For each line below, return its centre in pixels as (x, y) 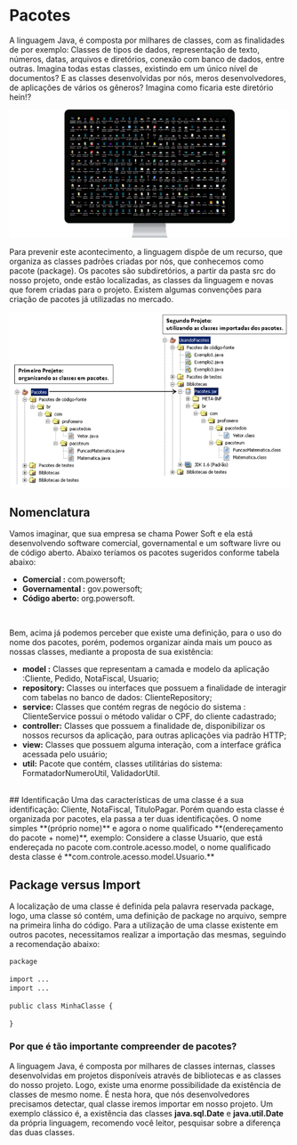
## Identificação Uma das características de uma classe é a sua (127, 800)
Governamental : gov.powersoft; (82, 589)
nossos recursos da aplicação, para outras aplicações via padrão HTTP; (154, 735)
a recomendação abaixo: (55, 945)
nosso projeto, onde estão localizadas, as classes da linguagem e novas (141, 280)
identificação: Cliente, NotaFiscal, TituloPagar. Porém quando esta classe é (147, 810)
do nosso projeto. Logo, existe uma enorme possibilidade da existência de (145, 1084)
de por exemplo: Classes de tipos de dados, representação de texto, (135, 49)
